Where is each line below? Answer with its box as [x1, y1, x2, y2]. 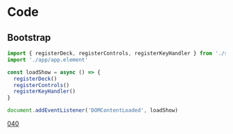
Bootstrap [7, 32, 51, 44]
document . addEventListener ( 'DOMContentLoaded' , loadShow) [7, 107, 178, 114]
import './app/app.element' [7, 56, 89, 63]
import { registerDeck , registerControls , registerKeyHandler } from [7, 50, 213, 57]
